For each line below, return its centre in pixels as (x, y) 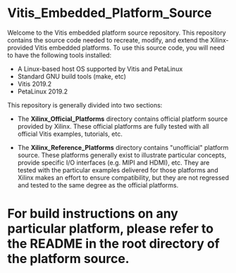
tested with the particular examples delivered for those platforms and (118, 170)
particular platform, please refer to (110, 229)
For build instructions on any (93, 214)
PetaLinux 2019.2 (43, 91)
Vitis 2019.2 (35, 83)
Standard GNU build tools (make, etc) (72, 76)
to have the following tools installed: (60, 55)
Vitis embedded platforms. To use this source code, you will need (130, 47)
